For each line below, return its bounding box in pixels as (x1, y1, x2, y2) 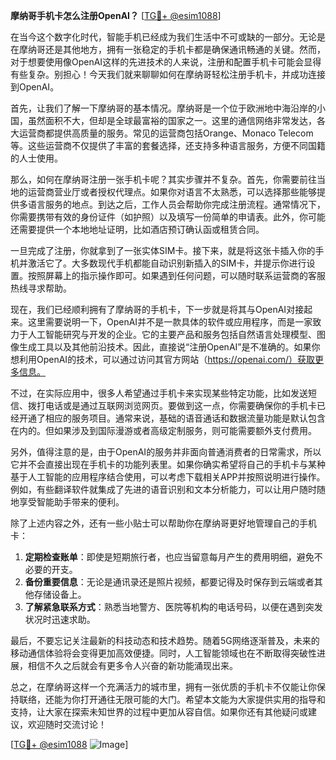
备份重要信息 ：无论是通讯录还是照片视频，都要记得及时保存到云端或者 (24, 576, 315, 588)
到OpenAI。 (10, 81, 60, 93)
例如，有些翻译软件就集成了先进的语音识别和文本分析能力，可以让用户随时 (10, 484, 317, 495)
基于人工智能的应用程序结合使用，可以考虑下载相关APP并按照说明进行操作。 (10, 471, 326, 483)
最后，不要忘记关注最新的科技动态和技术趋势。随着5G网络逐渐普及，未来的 (10, 635, 320, 646)
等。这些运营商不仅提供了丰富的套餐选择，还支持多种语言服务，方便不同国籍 (10, 140, 326, 151)
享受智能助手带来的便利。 (18, 496, 125, 508)
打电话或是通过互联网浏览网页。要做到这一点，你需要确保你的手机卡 (36, 400, 317, 411)
